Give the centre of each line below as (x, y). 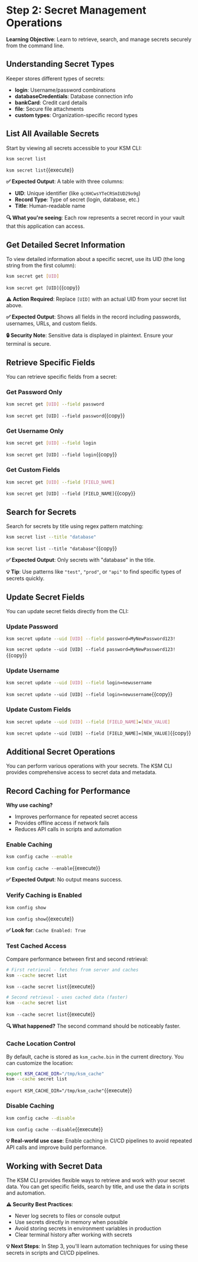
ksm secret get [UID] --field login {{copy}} (61, 455)
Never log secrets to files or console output (67, 1216)
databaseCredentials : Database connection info (74, 96)
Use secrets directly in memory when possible (71, 1222)
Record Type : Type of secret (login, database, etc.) (77, 199)
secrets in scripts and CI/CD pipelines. (53, 1253)
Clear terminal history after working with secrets (73, 1235)
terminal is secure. (29, 344)
